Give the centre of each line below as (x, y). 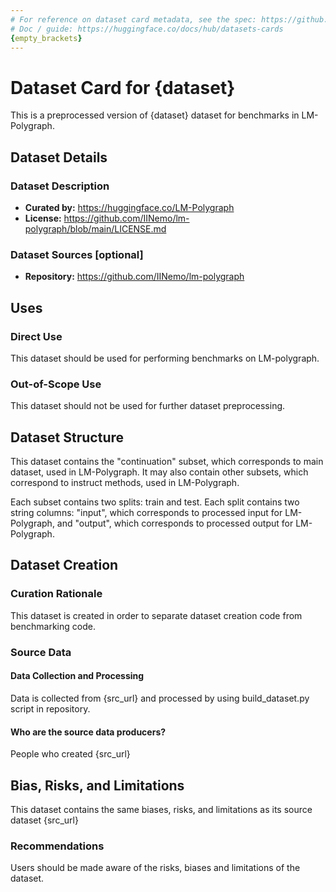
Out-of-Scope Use (56, 384)
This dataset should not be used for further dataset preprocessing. (148, 406)
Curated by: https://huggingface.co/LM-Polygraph (129, 207)
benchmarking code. (53, 626)
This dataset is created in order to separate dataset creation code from (156, 615)
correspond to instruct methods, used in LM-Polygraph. (125, 483)
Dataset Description (60, 186)
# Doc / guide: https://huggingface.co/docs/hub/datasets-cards (147, 29)
